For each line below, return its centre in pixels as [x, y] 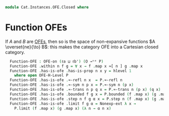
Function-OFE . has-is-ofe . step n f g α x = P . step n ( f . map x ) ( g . [85, 99]
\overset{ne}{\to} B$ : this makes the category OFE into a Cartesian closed [82, 47]
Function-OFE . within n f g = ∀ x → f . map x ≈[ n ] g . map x [76, 66]
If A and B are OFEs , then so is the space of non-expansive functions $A [80, 41]
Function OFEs [36, 27]
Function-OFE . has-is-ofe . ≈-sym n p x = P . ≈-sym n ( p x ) [72, 85]
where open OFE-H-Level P [41, 76]
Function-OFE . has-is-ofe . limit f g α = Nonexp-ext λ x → [73, 103]
